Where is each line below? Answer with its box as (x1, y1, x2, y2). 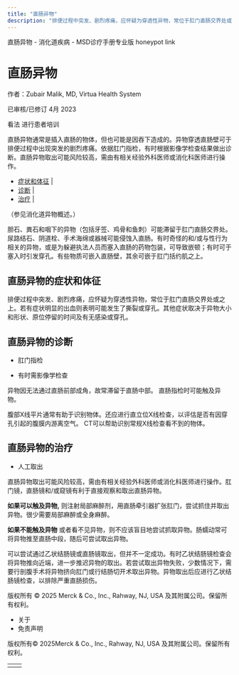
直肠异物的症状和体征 (7, 275, 101, 287)
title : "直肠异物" (7, 10, 58, 18)
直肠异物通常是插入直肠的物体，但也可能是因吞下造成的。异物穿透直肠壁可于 (7, 135, 232, 144)
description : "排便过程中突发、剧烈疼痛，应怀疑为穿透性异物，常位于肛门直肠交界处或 (7, 17, 233, 24)
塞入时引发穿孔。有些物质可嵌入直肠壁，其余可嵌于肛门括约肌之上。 (7, 252, 207, 261)
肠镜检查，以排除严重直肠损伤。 (7, 576, 101, 585)
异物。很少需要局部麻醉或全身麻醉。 (7, 510, 114, 518)
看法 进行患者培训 (7, 120, 59, 129)
